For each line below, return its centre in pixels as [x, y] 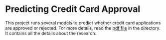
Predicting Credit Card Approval [73, 9]
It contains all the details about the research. [51, 33]
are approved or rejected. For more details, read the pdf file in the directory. [83, 28]
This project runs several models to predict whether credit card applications [83, 23]
